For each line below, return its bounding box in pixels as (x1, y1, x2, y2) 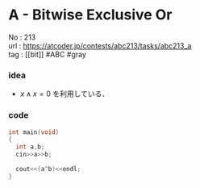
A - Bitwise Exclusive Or (8, 6, 173, 24)
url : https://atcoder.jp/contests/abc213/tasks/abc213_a (8, 40, 192, 50)
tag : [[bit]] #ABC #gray (8, 49, 87, 59)
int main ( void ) (8, 127, 60, 136)
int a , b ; (15, 143, 45, 151)
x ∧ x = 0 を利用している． (19, 89, 110, 98)
